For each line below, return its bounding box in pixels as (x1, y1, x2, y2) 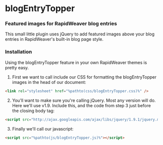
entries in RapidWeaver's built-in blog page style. (5, 36, 103, 42)
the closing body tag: (12, 108, 55, 113)
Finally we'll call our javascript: (12, 126, 74, 131)
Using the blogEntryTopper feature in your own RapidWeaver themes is (5, 59, 147, 65)
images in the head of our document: (12, 79, 86, 85)
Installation (5, 48, 33, 55)
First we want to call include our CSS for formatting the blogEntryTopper (12, 74, 157, 80)
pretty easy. (5, 64, 29, 70)
